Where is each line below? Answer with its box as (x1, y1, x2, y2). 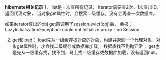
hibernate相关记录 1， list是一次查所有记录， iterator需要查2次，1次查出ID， (5, 4, 161, 10)
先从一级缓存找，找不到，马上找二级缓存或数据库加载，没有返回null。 (16, 49, 160, 55)
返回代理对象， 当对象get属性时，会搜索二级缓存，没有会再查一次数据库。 (5, 10, 158, 16)
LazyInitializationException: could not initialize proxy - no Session (5, 27, 140, 32)
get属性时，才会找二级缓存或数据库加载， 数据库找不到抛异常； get (16, 43, 156, 49)
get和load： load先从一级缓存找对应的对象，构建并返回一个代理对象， (12, 37, 156, 43)
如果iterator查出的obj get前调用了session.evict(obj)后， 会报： (5, 21, 133, 27)
